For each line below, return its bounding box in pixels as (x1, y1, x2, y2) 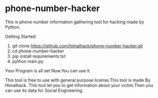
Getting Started (5, 33, 36, 39)
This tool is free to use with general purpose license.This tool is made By (5, 77, 151, 83)
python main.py (12, 58, 44, 64)
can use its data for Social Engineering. (5, 87, 84, 93)
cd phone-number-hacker (12, 48, 65, 54)
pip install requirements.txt (12, 53, 66, 59)
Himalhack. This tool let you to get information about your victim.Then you (5, 82, 154, 88)
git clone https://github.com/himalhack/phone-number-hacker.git (12, 43, 143, 49)
